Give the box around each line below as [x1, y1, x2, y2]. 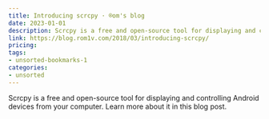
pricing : [8, 42, 38, 50]
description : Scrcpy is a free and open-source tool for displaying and [8, 26, 256, 34]
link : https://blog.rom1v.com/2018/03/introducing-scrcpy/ [8, 34, 210, 42]
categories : [8, 64, 48, 72]
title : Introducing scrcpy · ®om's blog [8, 11, 146, 20]
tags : [8, 49, 26, 57]
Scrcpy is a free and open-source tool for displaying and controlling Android [8, 93, 259, 102]
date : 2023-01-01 [8, 19, 66, 27]
